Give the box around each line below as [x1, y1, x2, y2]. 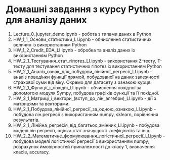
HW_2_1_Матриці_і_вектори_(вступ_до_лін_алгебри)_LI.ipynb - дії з [13, 95, 156, 101]
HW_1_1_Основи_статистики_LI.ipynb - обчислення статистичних [13, 36, 152, 42]
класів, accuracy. [13, 149, 50, 155]
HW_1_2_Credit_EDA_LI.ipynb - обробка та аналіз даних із [13, 47, 135, 53]
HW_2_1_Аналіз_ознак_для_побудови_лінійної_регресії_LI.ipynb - [13, 68, 152, 74]
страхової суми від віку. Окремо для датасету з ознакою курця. [13, 79, 152, 85]
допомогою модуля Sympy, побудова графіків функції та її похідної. [13, 90, 160, 96]
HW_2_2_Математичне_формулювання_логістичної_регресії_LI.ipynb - [13, 133, 165, 139]
